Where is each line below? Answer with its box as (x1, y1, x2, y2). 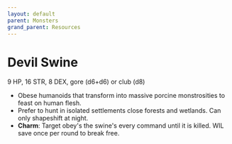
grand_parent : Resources (7, 23, 81, 31)
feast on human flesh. (17, 99, 82, 107)
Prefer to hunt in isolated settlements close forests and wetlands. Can (17, 106, 221, 115)
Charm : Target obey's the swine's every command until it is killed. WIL (17, 121, 224, 130)
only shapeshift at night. (17, 114, 89, 123)
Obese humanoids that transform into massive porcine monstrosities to (17, 92, 226, 100)
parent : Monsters (7, 17, 59, 24)
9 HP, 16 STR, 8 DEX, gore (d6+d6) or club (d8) (7, 77, 145, 86)
